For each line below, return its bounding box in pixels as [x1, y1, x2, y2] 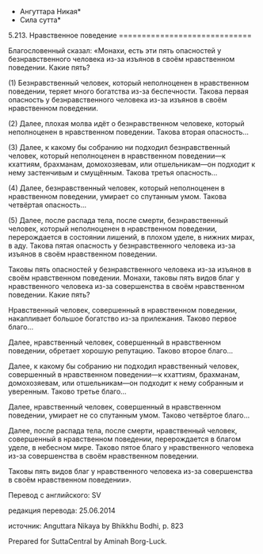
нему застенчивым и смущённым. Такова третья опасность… [8, 168, 218, 177]
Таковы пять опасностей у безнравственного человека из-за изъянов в [8, 265, 252, 274]
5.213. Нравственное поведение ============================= [8, 31, 252, 40]
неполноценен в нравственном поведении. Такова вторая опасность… [8, 127, 250, 137]
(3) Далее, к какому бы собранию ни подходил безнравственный [8, 143, 231, 152]
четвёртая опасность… [8, 200, 87, 210]
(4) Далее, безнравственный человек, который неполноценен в [8, 183, 226, 193]
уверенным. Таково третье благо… [8, 387, 127, 396]
